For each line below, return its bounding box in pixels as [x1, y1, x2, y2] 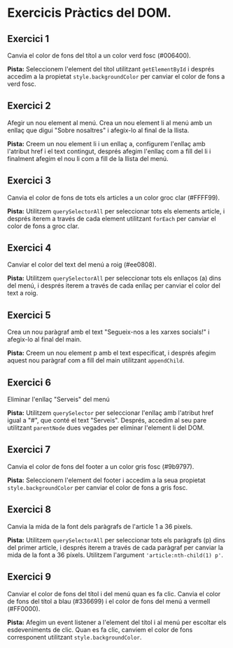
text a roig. [7, 289, 38, 297]
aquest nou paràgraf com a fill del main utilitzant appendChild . [7, 356, 185, 365]
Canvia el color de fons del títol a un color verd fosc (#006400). [7, 51, 191, 59]
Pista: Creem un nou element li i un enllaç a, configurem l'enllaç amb [7, 139, 206, 148]
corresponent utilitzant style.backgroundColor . [7, 633, 142, 641]
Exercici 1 [7, 33, 50, 45]
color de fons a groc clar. [7, 222, 80, 230]
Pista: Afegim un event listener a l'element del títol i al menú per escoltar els [7, 618, 227, 626]
